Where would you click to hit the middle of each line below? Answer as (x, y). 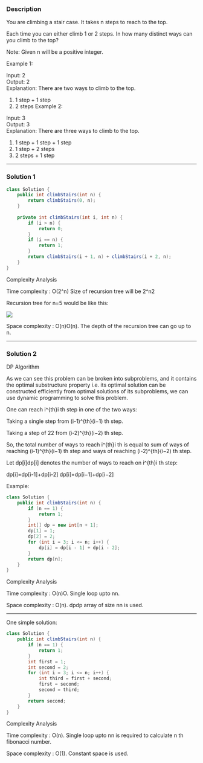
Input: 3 (16, 118)
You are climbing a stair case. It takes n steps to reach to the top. (87, 22)
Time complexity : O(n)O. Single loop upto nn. (63, 593)
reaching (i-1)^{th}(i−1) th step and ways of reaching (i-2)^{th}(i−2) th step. (99, 451)
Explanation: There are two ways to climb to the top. (71, 88)
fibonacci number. (29, 742)
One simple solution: (32, 623)
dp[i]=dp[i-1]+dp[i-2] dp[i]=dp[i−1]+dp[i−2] (60, 475)
